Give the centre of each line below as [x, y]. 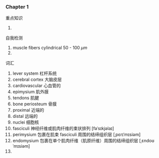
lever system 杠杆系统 [35, 73]
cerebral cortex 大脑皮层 [37, 80]
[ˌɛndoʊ [147, 141]
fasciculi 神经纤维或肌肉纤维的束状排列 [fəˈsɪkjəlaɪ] [63, 129]
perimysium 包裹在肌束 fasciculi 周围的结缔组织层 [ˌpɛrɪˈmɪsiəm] [77, 135]
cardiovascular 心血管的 [37, 86]
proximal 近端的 [28, 110]
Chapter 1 [17, 7]
